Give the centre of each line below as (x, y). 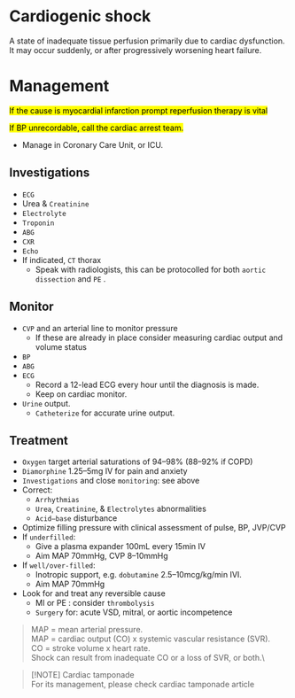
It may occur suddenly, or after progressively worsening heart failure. (136, 50)
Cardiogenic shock (80, 16)
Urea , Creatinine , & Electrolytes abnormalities (120, 509)
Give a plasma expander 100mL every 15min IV (120, 547)
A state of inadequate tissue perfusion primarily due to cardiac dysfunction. (147, 41)
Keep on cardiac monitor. (81, 394)
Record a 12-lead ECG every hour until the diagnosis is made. (147, 384)
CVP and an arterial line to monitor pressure (100, 328)
